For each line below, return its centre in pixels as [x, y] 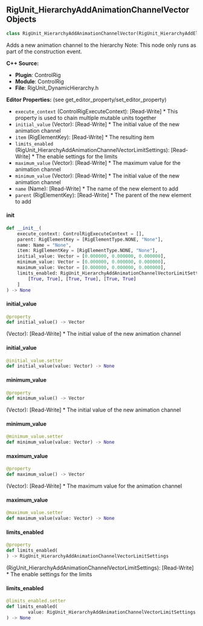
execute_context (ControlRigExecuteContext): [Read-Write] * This [96, 111]
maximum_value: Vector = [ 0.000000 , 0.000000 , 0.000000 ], [92, 268]
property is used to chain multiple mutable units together [86, 118]
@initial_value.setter [35, 361]
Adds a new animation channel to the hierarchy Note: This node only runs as [101, 45]
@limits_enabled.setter [36, 601]
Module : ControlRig [40, 81]
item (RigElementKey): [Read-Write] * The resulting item [85, 137]
